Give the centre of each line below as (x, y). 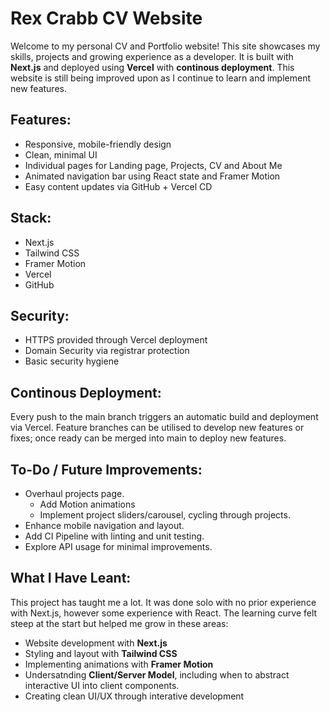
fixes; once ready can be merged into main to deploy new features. (148, 438)
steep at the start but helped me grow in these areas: (119, 623)
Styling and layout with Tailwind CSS (101, 653)
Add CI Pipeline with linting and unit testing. (114, 536)
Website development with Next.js (96, 643)
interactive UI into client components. (102, 685)
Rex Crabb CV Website (106, 18)
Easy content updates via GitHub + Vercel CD (118, 186)
